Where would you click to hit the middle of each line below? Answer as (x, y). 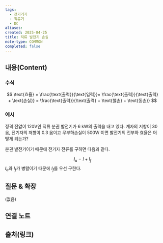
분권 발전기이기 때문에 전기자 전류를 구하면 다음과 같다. (57, 149)
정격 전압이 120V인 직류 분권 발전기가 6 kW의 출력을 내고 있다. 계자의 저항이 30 (81, 126)
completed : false (23, 46)
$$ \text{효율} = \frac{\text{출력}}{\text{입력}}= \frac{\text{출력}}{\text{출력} (82, 95)
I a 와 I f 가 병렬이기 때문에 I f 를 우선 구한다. (43, 169)
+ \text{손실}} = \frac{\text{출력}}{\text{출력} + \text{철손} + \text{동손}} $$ (82, 101)
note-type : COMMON (24, 42)
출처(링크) (20, 234)
